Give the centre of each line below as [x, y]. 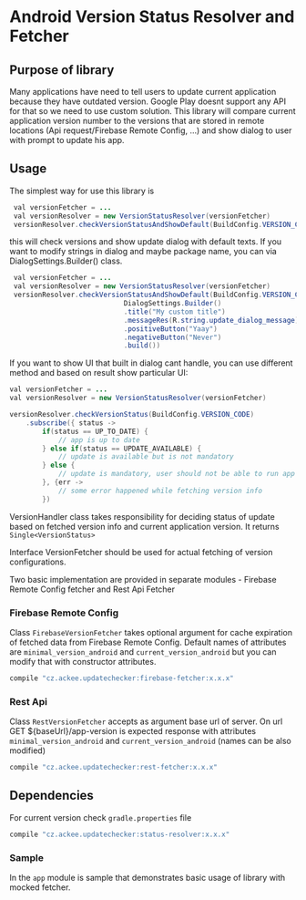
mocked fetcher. [40, 887]
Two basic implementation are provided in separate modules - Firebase [143, 579]
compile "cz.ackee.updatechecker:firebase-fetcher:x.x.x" [122, 678]
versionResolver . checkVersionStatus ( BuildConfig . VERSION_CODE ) [132, 415]
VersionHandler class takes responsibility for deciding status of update [142, 516]
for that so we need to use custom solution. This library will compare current [153, 111]
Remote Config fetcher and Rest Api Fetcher [92, 589]
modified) [28, 750]
